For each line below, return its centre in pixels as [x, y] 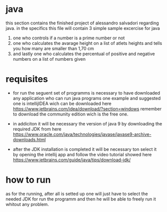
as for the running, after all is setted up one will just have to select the [77, 194]
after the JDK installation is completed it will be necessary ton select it [85, 149]
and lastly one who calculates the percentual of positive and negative [84, 54]
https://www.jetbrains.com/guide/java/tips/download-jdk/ [72, 160]
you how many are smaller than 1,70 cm [53, 48]
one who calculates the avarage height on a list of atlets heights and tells [87, 43]
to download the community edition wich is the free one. [71, 114]
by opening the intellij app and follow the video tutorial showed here [82, 154]
